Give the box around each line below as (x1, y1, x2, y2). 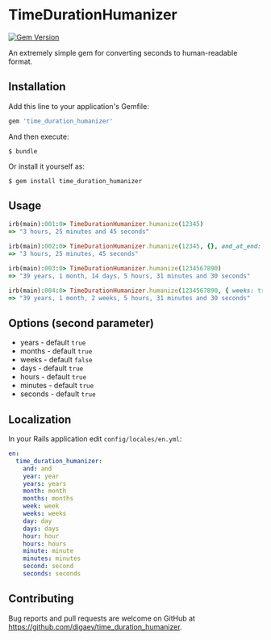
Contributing (8, 592, 74, 606)
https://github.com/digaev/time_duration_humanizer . (8, 621, 183, 631)
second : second (23, 563, 74, 571)
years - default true (19, 337, 86, 348)
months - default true (19, 346, 93, 356)
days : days (23, 525, 60, 533)
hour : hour (23, 532, 60, 540)
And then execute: (8, 132, 69, 141)
